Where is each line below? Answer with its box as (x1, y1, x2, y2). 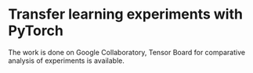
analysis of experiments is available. (8, 56, 125, 65)
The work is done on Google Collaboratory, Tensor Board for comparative (8, 47, 245, 57)
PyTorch (8, 22, 64, 40)
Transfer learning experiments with (8, 5, 243, 23)
